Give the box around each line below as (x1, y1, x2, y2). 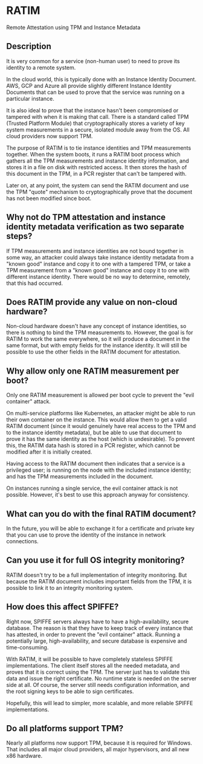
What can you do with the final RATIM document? (6, 509, 196, 519)
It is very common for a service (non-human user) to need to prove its (6, 57, 180, 64)
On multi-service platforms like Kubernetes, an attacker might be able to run (6, 410, 196, 417)
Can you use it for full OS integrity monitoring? (6, 555, 185, 566)
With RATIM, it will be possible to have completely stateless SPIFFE (6, 655, 173, 663)
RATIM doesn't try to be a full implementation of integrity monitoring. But (6, 571, 187, 578)
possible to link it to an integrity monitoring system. (6, 584, 134, 591)
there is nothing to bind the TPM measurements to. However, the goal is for (6, 329, 193, 337)
